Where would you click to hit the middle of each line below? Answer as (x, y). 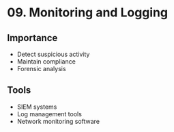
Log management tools (49, 114)
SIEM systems (37, 107)
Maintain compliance (46, 62)
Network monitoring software (58, 121)
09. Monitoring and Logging (88, 13)
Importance (32, 38)
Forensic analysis (41, 69)
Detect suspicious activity (53, 54)
